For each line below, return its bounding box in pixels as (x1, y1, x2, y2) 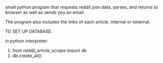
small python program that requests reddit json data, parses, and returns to (5, 4, 158, 10)
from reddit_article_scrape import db (12, 48, 87, 53)
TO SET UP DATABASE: (5, 29, 53, 34)
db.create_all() (12, 53, 42, 59)
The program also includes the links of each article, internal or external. (5, 19, 151, 25)
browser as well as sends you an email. (5, 9, 85, 15)
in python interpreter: (5, 38, 48, 44)
